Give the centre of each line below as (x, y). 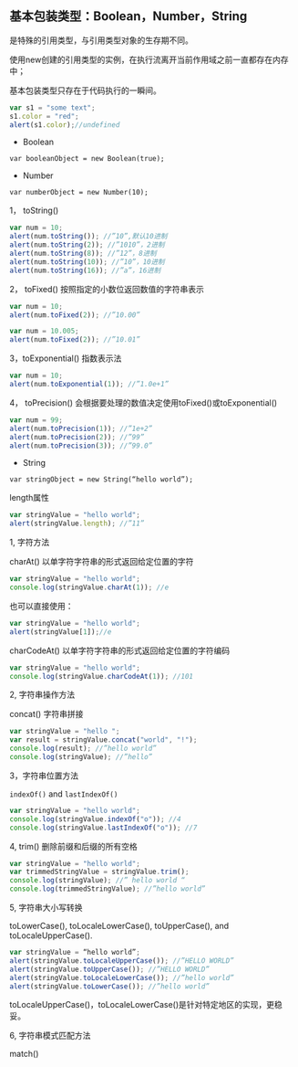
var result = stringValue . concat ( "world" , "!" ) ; (103, 740)
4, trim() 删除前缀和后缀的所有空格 (74, 846)
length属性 (30, 498)
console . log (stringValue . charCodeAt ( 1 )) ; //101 (102, 676)
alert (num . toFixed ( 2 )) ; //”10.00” (75, 315)
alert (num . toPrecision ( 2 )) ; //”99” (77, 437)
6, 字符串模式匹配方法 (50, 1036)
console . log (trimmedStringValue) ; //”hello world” (108, 889)
